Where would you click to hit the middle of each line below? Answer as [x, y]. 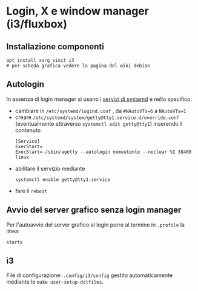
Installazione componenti [55, 46]
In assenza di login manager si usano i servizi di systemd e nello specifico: [99, 99]
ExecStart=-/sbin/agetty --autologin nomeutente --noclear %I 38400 [103, 152]
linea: [13, 231]
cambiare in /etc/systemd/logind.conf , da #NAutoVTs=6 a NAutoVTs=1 [101, 111]
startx [15, 242]
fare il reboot [31, 191]
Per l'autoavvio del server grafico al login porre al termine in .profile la [95, 224]
